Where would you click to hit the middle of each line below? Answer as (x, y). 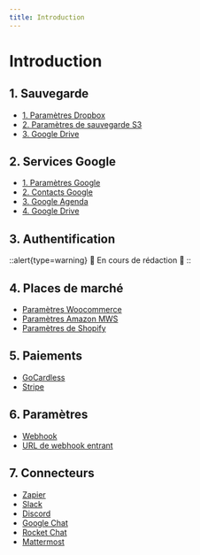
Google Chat (45, 522)
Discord (36, 513)
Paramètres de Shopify (64, 328)
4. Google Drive (50, 211)
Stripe (33, 387)
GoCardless (43, 377)
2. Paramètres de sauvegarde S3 (82, 124)
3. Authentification (62, 239)
